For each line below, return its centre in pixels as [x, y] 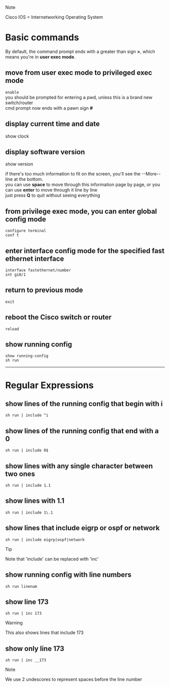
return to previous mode [44, 290]
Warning [14, 623]
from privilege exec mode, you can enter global [81, 211]
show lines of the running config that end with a [82, 431]
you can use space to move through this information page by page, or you [83, 185]
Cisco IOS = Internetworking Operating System [54, 17]
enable [12, 92]
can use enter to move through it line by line [51, 190]
